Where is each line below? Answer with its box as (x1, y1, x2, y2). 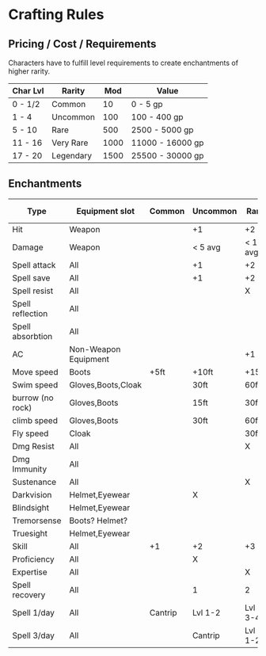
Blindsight (12, 502, 50, 513)
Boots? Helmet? (69, 515, 128, 526)
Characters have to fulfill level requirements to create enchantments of (8, 58, 239, 67)
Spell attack (12, 259, 56, 270)
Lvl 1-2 (192, 607, 221, 618)
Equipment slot (76, 205, 135, 216)
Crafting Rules (8, 6, 104, 24)
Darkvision (12, 489, 52, 500)
